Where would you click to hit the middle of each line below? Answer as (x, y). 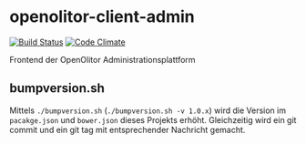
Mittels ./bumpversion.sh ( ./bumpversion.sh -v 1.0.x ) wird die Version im (148, 110)
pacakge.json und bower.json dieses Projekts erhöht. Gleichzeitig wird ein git (153, 119)
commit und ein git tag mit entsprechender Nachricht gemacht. (127, 129)
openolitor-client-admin (102, 17)
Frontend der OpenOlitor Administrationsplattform (102, 59)
